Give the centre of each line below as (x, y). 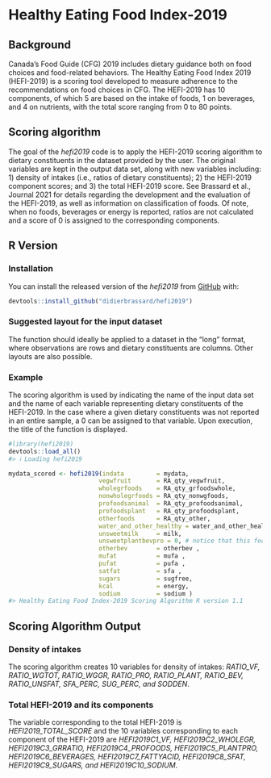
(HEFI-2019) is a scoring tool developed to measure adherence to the (123, 81)
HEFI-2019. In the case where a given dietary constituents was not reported (134, 412)
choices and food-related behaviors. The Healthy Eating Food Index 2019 (130, 73)
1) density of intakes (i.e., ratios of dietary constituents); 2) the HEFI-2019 (130, 177)
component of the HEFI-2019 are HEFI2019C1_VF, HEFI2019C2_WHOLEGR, (132, 739)
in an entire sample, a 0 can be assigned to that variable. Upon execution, (131, 420)
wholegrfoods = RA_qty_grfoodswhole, (167, 489)
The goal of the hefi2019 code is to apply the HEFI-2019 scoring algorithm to (135, 152)
